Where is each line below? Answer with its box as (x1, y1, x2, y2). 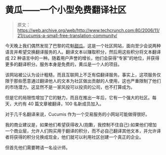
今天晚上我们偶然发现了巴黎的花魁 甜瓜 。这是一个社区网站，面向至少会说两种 (5, 42, 161, 48)
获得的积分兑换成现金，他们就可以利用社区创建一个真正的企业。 (13, 134, 144, 140)
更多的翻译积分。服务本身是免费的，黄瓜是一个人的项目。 (5, 61, 122, 67)
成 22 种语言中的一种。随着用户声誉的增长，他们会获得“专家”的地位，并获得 (5, 55, 160, 61)
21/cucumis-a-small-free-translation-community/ (17, 33, 118, 39)
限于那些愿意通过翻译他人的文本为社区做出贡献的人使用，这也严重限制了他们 (5, 77, 161, 84)
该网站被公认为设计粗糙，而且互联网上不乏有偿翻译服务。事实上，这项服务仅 (5, 72, 161, 77)
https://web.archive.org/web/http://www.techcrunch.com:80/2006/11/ (17, 27, 160, 33)
